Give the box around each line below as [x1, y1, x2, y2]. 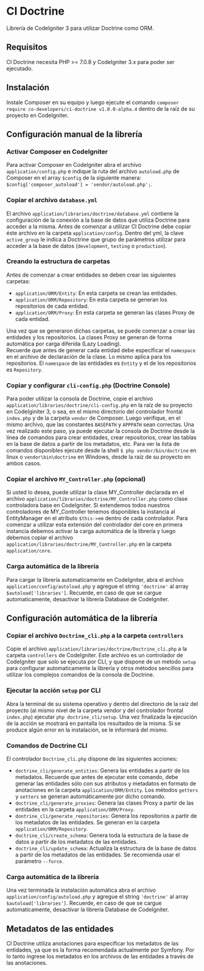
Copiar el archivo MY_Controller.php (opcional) [6, 475, 146, 484]
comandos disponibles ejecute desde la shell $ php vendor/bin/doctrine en [6, 447, 197, 454]
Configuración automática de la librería [6, 613, 158, 624]
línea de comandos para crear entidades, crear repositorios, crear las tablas [6, 434, 197, 441]
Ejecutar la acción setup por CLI [6, 687, 101, 695]
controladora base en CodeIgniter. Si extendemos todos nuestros [6, 501, 171, 509]
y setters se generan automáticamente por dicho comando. [15, 793, 166, 800]
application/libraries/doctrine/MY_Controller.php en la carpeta [6, 540, 172, 548]
